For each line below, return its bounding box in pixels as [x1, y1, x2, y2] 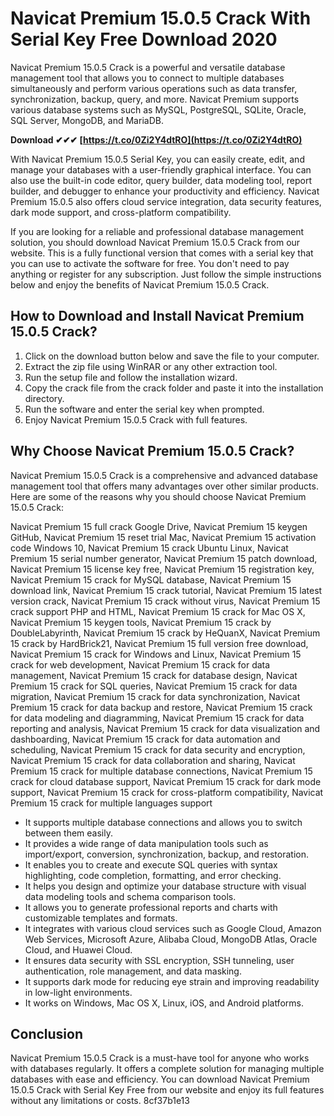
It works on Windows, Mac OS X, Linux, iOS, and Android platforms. [24, 997, 304, 1009]
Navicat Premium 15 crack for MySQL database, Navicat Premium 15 [10, 573, 292, 586]
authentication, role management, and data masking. [24, 965, 242, 977]
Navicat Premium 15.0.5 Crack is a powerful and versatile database [10, 61, 286, 73]
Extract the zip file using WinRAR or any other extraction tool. [24, 360, 278, 372]
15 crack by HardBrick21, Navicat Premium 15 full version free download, [10, 637, 309, 649]
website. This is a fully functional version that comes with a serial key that [10, 247, 314, 259]
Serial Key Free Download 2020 [10, 28, 278, 51]
